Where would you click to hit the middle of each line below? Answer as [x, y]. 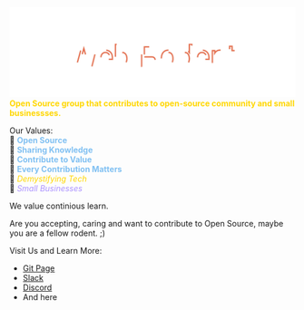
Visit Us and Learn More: [56, 250]
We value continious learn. [59, 206]
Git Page [39, 268]
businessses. [35, 112]
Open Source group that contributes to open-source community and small [152, 103]
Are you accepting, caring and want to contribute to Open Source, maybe [147, 223]
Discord [37, 287]
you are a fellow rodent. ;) [58, 233]
